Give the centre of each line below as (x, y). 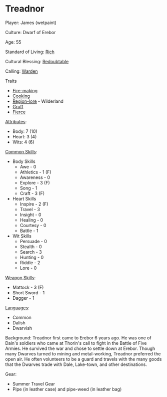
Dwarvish (22, 328)
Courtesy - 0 (33, 225)
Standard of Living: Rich (30, 52)
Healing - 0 (31, 220)
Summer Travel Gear (34, 383)
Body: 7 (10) (25, 131)
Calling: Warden (22, 71)
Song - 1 (28, 188)
